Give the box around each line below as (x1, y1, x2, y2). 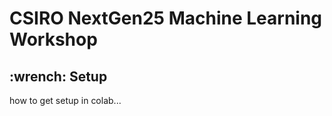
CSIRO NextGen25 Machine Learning (9, 7, 323, 30)
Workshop (9, 28, 98, 51)
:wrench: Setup (9, 68, 108, 85)
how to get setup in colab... (9, 95, 122, 106)
